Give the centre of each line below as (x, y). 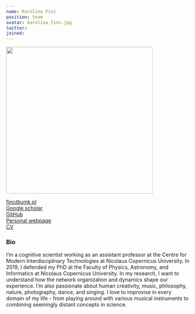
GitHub (15, 214)
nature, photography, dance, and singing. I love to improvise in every (89, 292)
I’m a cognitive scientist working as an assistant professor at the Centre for (96, 255)
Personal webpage (29, 221)
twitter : (17, 28)
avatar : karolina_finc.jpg (39, 22)
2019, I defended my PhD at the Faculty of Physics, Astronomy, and (87, 267)
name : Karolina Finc (31, 11)
